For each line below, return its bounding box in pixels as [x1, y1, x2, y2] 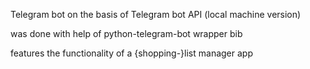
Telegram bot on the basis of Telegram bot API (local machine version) [10, 9, 302, 20]
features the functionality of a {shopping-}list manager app [10, 47, 253, 59]
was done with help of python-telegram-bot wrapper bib [10, 28, 243, 39]
